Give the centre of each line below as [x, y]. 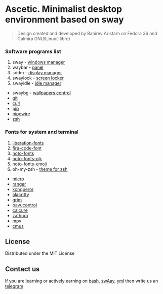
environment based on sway [64, 20]
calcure [20, 210]
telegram [14, 286]
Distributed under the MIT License [40, 253]
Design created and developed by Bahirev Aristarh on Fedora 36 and [87, 33]
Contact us [22, 269]
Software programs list [33, 51]
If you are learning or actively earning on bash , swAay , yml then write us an [81, 281]
